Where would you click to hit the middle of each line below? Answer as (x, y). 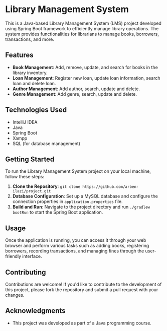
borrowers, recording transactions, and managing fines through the (75, 251)
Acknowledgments (36, 311)
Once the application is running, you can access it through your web (76, 240)
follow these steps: (25, 177)
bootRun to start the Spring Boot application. (58, 212)
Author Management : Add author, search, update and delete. (76, 89)
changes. (15, 295)
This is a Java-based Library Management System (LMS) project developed (83, 23)
